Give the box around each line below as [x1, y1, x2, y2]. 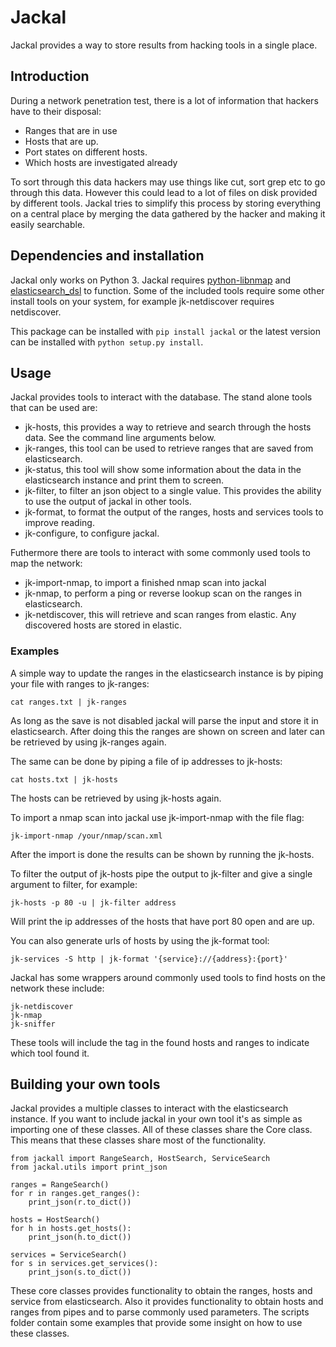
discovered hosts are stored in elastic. [24, 619, 182, 631]
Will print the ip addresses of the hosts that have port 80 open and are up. [10, 915, 315, 927]
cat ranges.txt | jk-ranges [10, 697, 128, 707]
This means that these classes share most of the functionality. [10, 1134, 267, 1146]
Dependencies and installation [10, 247, 205, 265]
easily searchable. [10, 218, 86, 230]
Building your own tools [10, 1076, 161, 1093]
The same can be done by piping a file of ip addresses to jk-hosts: [10, 755, 283, 767]
